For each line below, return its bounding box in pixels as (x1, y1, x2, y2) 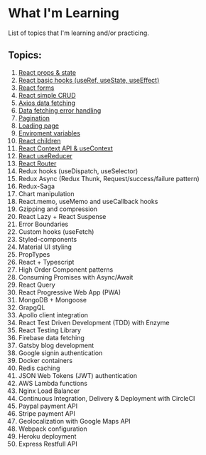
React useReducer (18, 151, 73, 160)
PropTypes (18, 250, 50, 258)
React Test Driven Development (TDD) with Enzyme (18, 318, 170, 327)
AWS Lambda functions (18, 379, 88, 387)
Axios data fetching (18, 98, 75, 107)
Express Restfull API (18, 439, 77, 448)
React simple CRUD (18, 91, 77, 99)
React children (18, 136, 61, 145)
